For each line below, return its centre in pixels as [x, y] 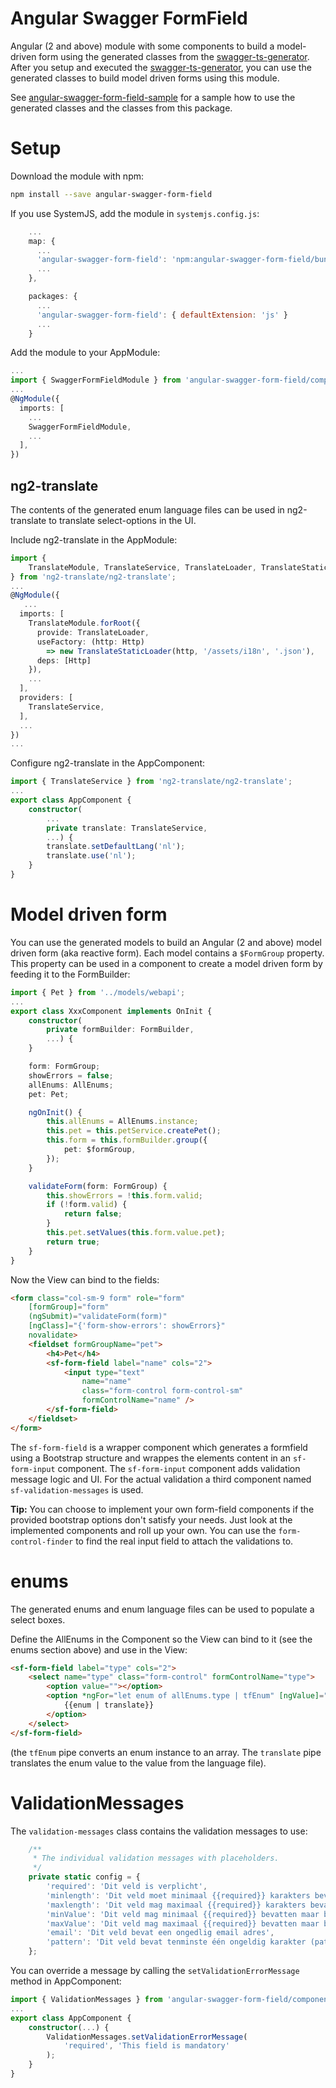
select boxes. [38, 1619]
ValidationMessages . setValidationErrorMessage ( [147, 2037]
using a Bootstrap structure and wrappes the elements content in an [150, 1458]
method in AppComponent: [66, 1981]
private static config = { [84, 1877]
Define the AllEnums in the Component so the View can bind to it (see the [161, 1639]
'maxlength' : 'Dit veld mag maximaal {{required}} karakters [176, 1905]
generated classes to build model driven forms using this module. [145, 78]
